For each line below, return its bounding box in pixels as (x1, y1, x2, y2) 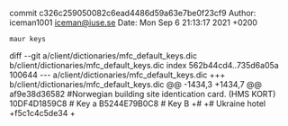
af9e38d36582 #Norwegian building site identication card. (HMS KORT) (9, 89, 276, 99)
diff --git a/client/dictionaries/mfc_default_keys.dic (9, 50, 198, 61)
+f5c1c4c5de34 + (9, 108, 76, 118)
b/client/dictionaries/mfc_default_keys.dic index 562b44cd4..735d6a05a (9, 60, 279, 70)
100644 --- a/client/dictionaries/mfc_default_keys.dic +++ (9, 69, 226, 80)
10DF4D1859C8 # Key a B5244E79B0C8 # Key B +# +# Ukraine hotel (9, 98, 266, 109)
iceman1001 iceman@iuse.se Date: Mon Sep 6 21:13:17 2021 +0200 (9, 17, 258, 28)
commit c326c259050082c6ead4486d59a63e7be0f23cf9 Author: (9, 8, 256, 18)
